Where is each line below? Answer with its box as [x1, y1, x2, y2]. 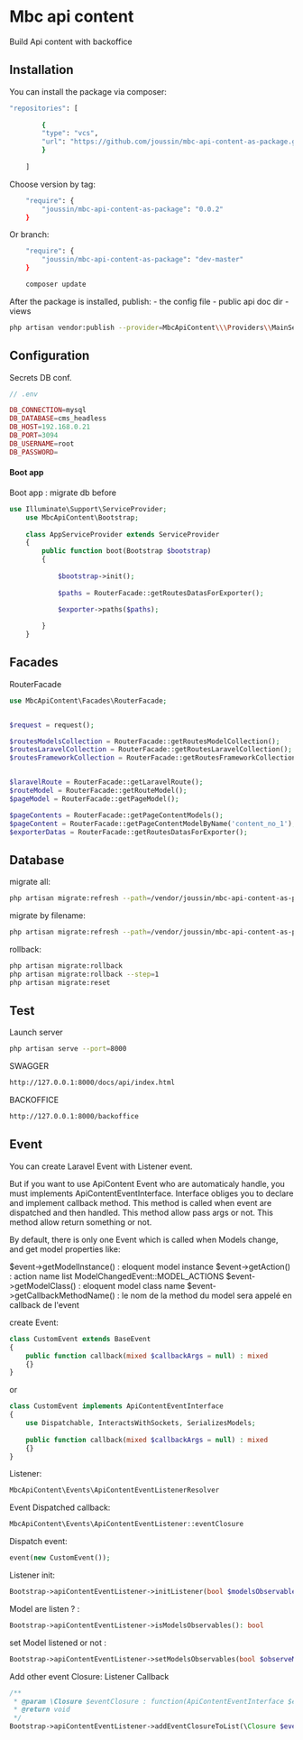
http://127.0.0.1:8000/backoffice [9, 1112, 140, 1121]
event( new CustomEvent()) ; [9, 1553, 111, 1562]
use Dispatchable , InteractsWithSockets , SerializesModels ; [25, 1419, 256, 1428]
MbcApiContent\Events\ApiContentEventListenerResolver [9, 1486, 220, 1495]
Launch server [9, 1027, 63, 1038]
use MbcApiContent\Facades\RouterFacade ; [9, 696, 168, 705]
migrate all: [9, 877, 51, 888]
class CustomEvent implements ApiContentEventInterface [9, 1402, 224, 1411]
